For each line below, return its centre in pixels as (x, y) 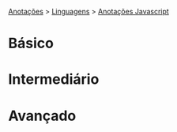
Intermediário (54, 79)
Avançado (42, 116)
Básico (31, 43)
